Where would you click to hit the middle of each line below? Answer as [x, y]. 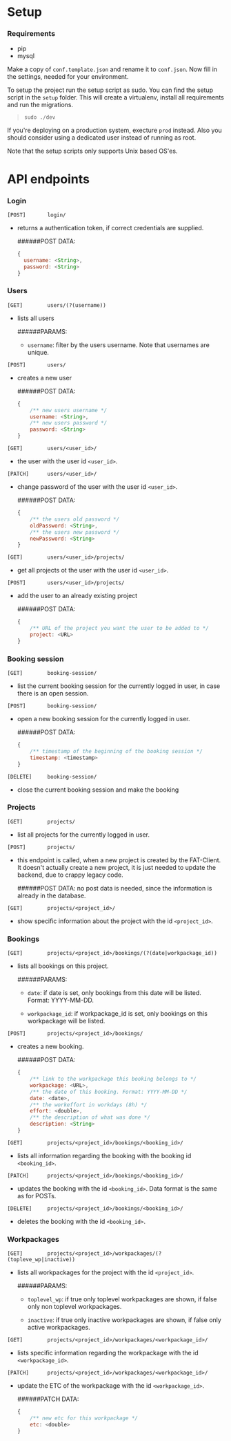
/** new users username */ [69, 410]
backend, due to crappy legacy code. [70, 875]
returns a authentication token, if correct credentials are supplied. [110, 227]
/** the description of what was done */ [90, 1117]
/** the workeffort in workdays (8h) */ [89, 1105]
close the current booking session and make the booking [98, 790]
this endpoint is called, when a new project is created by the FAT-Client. [119, 860]
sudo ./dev [40, 118]
